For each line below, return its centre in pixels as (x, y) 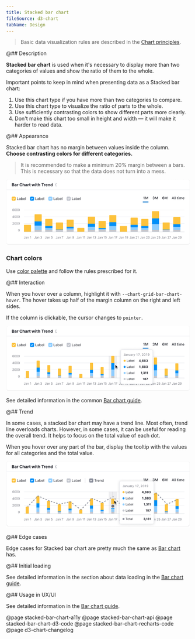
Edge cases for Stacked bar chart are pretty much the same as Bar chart (93, 548)
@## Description (26, 53)
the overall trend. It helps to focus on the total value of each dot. (83, 436)
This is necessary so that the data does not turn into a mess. (93, 171)
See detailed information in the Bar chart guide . (63, 606)
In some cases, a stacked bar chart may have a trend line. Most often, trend (97, 423)
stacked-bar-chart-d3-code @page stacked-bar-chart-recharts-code (90, 624)
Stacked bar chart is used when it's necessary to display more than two (93, 65)
